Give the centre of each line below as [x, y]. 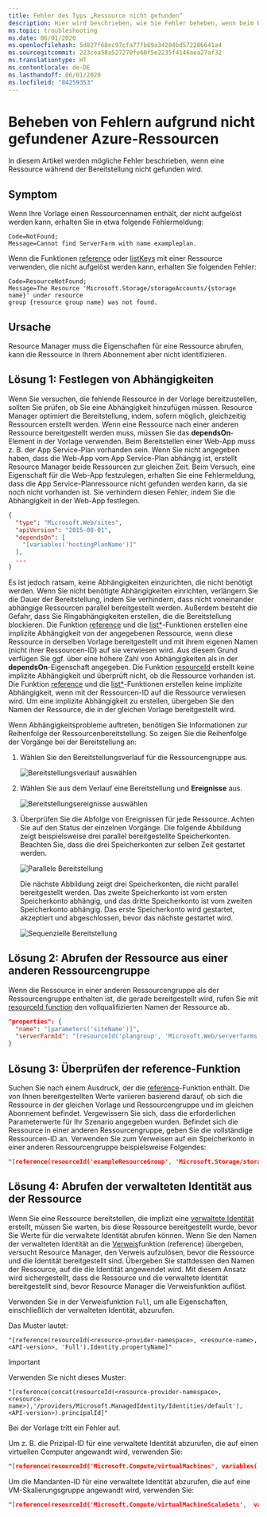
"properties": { [35, 1022]
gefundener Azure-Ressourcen [114, 138]
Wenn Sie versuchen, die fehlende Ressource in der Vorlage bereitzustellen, [133, 399]
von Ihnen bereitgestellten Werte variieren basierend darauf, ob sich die [126, 1096]
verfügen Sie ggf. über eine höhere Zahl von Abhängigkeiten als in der [123, 658]
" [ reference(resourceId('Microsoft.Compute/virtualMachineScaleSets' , [128, 1504]
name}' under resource [46, 296]
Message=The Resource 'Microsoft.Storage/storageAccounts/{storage [122, 289]
